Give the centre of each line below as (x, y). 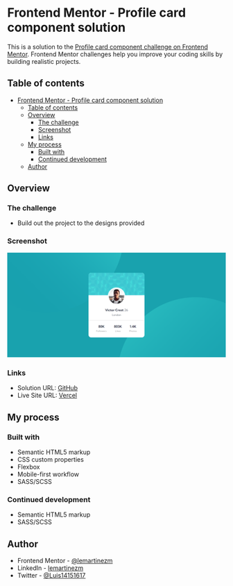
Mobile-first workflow (48, 474)
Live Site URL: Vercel (47, 395)
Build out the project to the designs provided (81, 223)
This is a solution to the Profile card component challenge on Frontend (107, 47)
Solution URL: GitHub (48, 388)
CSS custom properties (51, 459)
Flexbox (28, 467)
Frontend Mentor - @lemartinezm (65, 561)
